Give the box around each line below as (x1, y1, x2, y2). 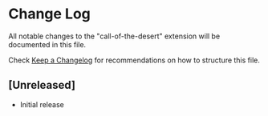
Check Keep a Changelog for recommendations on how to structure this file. (8, 55, 261, 65)
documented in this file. (8, 39, 87, 49)
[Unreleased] (8, 78, 76, 92)
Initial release (19, 99, 64, 109)
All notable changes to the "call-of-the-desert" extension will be (8, 31, 221, 41)
